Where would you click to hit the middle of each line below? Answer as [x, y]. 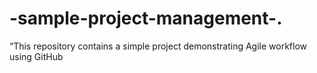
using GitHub [36, 56]
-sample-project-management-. [146, 18]
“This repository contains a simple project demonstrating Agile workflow [158, 46]
